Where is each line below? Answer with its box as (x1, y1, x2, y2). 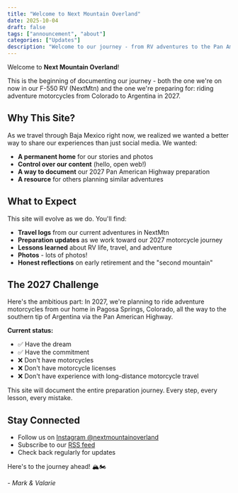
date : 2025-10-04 (7, 17, 59, 24)
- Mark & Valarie (7, 479, 56, 487)
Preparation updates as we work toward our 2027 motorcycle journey (17, 236, 223, 244)
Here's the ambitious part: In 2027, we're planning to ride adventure (7, 297, 205, 306)
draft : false (7, 23, 46, 31)
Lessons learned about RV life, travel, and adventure (17, 243, 172, 252)
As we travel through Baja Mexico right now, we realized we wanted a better (7, 131, 229, 139)
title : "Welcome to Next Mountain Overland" (7, 10, 141, 18)
